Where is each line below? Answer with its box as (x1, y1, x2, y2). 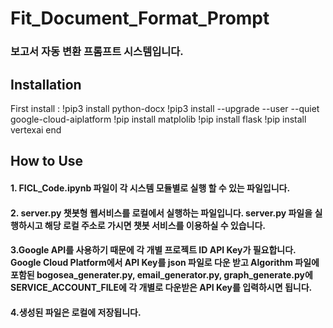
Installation (10, 76, 82, 93)
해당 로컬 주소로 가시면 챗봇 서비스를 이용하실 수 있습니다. (44, 219, 267, 231)
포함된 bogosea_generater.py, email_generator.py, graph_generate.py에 (10, 269, 313, 281)
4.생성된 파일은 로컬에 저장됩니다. (10, 306, 142, 318)
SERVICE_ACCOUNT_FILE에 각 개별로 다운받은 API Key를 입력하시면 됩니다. (10, 282, 313, 294)
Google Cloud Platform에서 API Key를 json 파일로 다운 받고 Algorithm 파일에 (10, 257, 320, 269)
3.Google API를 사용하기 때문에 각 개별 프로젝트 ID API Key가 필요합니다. (10, 244, 297, 256)
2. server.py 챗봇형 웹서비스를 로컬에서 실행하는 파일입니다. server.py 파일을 (10, 207, 313, 219)
